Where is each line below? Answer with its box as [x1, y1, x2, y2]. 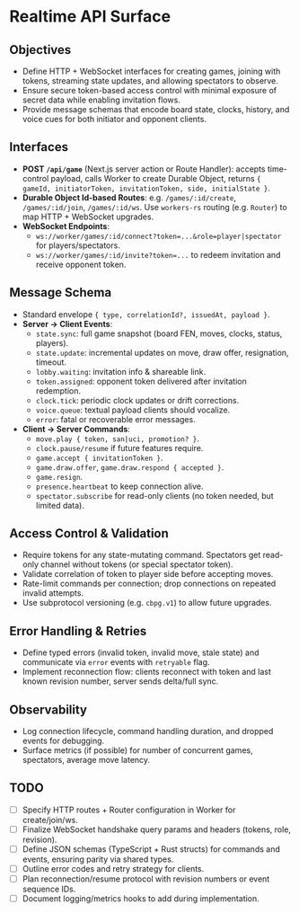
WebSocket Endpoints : [22, 220, 110, 231]
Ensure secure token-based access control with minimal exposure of [22, 85, 277, 95]
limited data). [35, 500, 85, 510]
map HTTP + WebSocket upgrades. [22, 211, 154, 222]
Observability [9, 702, 88, 717]
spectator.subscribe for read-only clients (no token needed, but [35, 490, 274, 501]
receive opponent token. [35, 259, 127, 270]
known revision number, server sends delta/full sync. [22, 676, 219, 687]
